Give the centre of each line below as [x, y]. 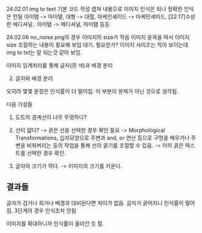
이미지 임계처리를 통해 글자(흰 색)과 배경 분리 [60, 65]
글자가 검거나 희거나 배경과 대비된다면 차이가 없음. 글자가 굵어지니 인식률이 [95, 203]
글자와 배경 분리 [34, 78]
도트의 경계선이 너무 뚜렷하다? [51, 117]
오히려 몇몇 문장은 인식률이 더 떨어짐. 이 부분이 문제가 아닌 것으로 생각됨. [92, 91]
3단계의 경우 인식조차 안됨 [45, 210]
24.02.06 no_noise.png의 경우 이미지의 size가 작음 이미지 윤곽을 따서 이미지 [98, 37]
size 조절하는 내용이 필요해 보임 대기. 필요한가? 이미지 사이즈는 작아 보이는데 [97, 45]
